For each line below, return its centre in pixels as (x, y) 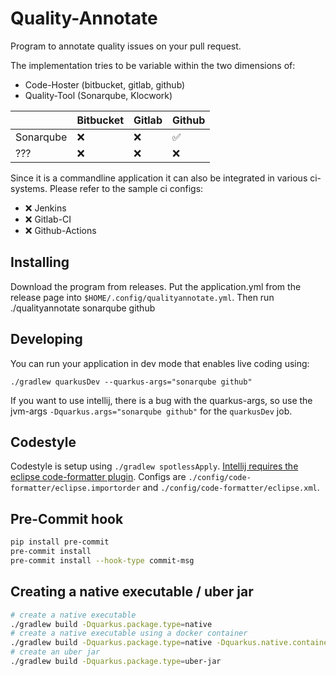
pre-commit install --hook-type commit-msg (102, 560)
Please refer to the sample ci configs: (126, 188)
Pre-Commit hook (67, 518)
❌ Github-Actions (60, 230)
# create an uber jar (55, 652)
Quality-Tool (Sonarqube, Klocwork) (98, 95)
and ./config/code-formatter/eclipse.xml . (231, 488)
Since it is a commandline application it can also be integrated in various (159, 178)
